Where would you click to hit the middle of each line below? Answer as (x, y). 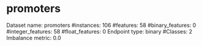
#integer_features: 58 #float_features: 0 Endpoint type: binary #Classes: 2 (99, 31)
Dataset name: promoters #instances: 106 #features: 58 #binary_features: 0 (101, 25)
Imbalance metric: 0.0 (34, 38)
